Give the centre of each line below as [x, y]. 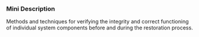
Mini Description [31, 9]
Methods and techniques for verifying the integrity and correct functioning [97, 22]
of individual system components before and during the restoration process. [100, 28]
